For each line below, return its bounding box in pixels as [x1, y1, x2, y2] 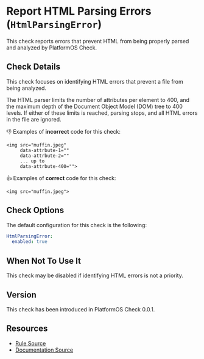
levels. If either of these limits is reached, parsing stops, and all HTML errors [6, 109, 198, 117]
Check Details [6, 62, 61, 72]
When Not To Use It [6, 255, 81, 266]
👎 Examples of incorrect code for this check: [6, 128, 121, 135]
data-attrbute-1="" [19, 147, 69, 153]
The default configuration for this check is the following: [6, 221, 147, 228]
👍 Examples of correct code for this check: [6, 174, 116, 181]
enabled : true [12, 239, 47, 245]
